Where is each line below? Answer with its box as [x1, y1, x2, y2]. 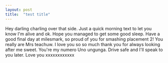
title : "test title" [5, 12, 51, 17]
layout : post [5, 7, 33, 12]
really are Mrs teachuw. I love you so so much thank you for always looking [5, 41, 160, 47]
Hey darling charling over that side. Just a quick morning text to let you [5, 25, 152, 31]
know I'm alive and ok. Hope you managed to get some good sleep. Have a [5, 31, 160, 37]
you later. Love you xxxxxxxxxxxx [5, 52, 75, 58]
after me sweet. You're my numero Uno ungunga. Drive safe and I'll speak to [5, 47, 163, 53]
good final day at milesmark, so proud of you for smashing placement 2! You [5, 36, 163, 42]
